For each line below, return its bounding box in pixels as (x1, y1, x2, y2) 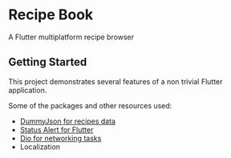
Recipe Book (8, 6, 94, 24)
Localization (19, 142, 61, 152)
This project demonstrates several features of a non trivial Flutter (8, 76, 223, 86)
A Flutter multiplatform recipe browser (8, 32, 135, 42)
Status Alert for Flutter (19, 124, 94, 134)
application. (8, 85, 47, 95)
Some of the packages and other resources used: (8, 100, 172, 110)
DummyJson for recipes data (19, 116, 116, 126)
